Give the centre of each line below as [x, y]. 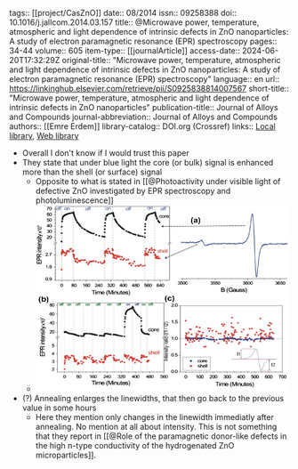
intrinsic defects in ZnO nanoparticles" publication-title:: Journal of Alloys [144, 107]
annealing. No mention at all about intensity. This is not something [156, 426]
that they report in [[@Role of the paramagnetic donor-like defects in [161, 436]
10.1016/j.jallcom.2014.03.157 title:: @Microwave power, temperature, [134, 22]
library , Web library [44, 136]
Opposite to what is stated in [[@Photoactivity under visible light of [158, 181]
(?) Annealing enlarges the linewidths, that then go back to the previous [153, 398]
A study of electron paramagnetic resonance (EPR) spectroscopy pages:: [143, 41]
